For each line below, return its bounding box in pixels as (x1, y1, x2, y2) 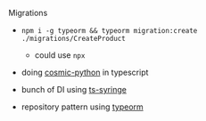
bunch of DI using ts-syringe (21, 85, 127, 94)
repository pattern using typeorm (21, 101, 144, 112)
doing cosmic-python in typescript (21, 67, 149, 77)
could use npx (34, 50, 86, 60)
